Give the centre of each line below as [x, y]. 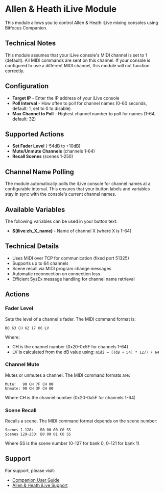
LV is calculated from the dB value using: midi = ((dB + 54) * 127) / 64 [86, 352]
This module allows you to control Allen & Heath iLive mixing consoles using [82, 23]
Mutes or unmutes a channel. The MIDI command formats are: [68, 375]
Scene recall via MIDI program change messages [62, 268]
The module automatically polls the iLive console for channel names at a [78, 184]
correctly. [15, 71]
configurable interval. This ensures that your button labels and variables [78, 189]
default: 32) [24, 119]
